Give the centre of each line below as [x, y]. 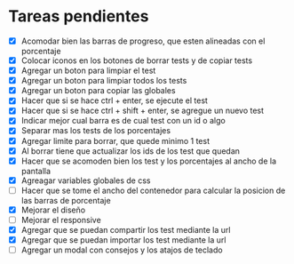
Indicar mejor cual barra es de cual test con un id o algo [123, 121]
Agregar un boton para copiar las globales [98, 91]
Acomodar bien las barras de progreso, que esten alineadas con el [143, 41]
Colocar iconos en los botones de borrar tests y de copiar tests [137, 60]
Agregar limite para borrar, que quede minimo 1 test [115, 140]
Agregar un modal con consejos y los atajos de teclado [122, 250]
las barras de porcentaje [66, 200]
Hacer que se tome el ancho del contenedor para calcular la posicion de [153, 190]
